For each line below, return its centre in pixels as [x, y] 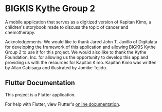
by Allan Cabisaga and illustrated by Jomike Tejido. [56, 67]
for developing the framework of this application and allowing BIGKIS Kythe [81, 47]
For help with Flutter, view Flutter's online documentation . [63, 104]
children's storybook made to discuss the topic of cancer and [67, 27]
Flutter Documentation [40, 83]
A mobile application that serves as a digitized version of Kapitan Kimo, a [78, 22]
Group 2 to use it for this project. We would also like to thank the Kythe [76, 52]
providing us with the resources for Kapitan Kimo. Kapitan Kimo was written [81, 62]
